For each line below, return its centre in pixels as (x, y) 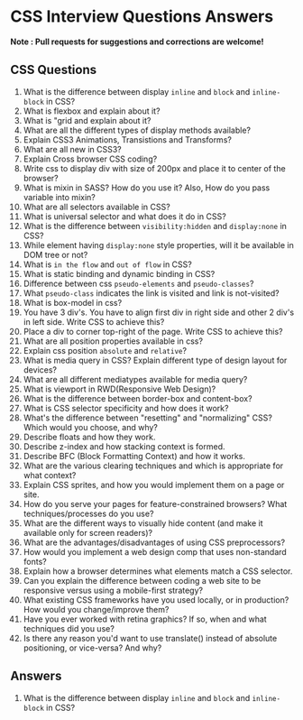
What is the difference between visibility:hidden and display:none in (155, 226)
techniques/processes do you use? (88, 513)
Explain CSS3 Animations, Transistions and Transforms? (128, 139)
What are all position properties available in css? (113, 341)
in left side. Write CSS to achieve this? (94, 321)
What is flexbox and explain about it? (92, 111)
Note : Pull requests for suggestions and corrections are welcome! (137, 42)
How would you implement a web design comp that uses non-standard (155, 551)
